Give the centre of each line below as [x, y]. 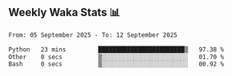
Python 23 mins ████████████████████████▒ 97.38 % [116, 50]
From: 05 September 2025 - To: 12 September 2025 [93, 35]
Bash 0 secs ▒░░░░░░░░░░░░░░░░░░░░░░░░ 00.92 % [116, 64]
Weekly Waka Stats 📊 [64, 12]
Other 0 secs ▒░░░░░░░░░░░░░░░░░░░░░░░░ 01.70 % [116, 57]
